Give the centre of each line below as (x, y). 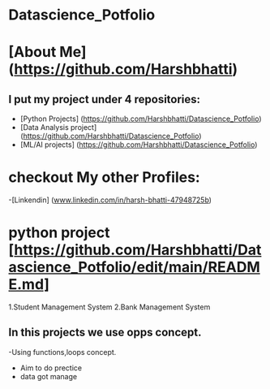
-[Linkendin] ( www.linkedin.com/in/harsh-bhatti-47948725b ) (110, 200)
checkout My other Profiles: (104, 177)
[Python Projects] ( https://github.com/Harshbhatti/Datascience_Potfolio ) (141, 119)
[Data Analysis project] (58, 128)
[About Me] (47, 52)
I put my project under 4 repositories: (105, 99)
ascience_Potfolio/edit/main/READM (135, 268)
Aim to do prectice (51, 368)
